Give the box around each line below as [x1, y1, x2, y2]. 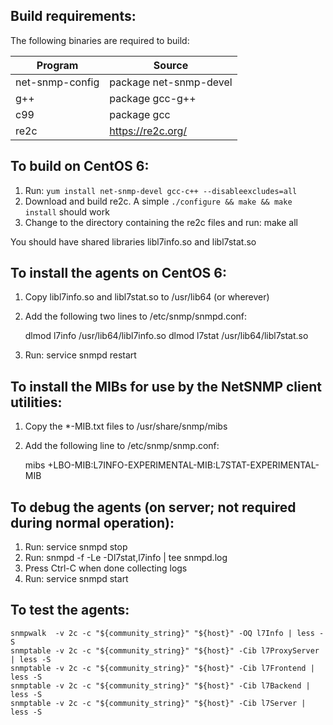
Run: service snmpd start [24, 573, 129, 585]
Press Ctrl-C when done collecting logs [24, 562, 188, 574]
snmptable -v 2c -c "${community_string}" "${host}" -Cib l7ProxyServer [10, 645, 320, 656]
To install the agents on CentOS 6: [10, 265, 227, 282]
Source [153, 58, 189, 72]
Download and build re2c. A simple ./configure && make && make [24, 195, 293, 207]
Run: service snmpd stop [24, 541, 128, 553]
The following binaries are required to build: [10, 34, 190, 46]
